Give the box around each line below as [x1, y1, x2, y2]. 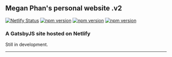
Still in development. [5, 41, 49, 47]
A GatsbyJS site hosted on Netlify [5, 30, 91, 37]
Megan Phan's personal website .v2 [5, 4, 122, 13]
